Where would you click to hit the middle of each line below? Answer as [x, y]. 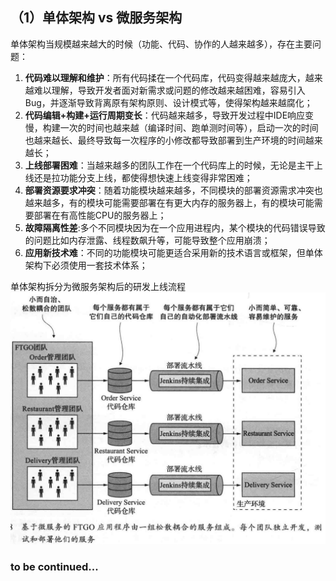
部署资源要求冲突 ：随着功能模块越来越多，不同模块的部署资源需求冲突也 [173, 190]
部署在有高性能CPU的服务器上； [100, 215]
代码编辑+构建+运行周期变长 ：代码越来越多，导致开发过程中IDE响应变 [169, 115]
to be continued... [54, 567]
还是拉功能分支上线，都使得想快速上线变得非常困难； [143, 177]
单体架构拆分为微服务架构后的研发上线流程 [98, 286]
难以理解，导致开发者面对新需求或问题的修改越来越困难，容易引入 [169, 90]
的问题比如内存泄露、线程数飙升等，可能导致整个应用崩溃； [147, 240]
